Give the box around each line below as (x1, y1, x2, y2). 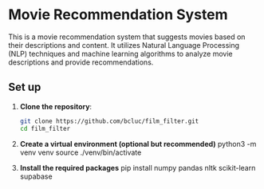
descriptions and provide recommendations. (8, 57, 154, 67)
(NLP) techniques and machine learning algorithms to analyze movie (8, 49, 233, 58)
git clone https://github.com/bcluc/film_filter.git (19, 117, 199, 125)
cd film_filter (19, 124, 71, 132)
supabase (19, 171, 53, 181)
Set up (8, 81, 41, 94)
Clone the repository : (19, 101, 93, 111)
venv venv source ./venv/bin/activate (19, 148, 142, 157)
